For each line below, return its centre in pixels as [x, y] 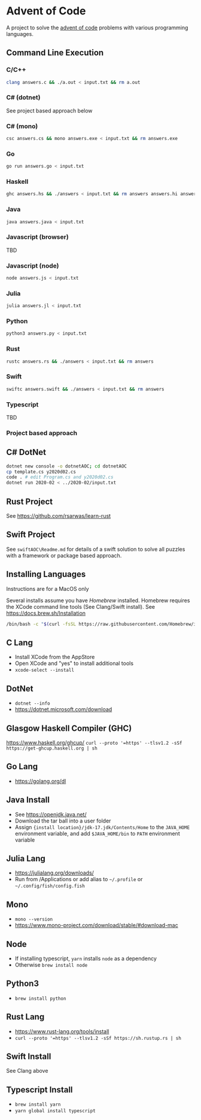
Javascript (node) [33, 266]
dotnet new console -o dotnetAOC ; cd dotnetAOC [67, 466]
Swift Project [31, 535]
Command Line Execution [55, 53]
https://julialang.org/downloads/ [54, 873]
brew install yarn [38, 1105]
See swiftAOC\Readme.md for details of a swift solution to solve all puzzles [96, 549]
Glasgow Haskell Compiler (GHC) [69, 728]
